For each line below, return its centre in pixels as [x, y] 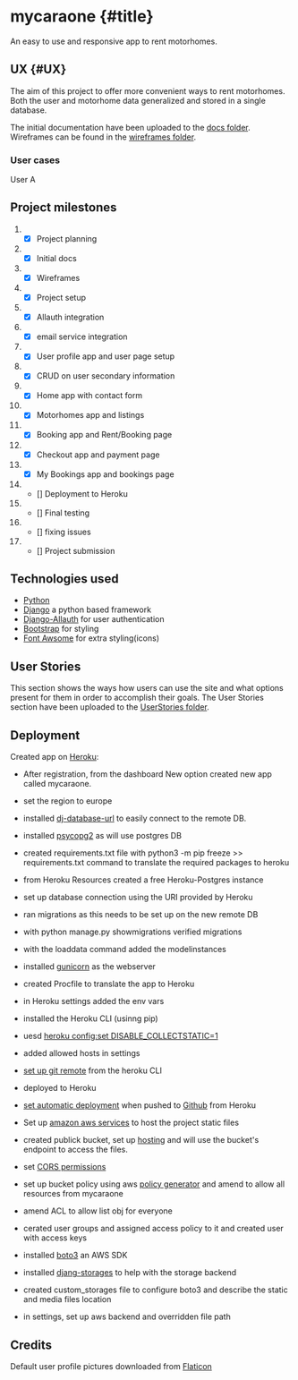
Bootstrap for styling [61, 629]
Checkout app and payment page [98, 455]
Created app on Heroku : [55, 757]
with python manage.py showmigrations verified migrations [132, 932]
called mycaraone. [57, 784]
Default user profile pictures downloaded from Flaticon [111, 1366]
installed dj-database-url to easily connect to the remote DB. [135, 818]
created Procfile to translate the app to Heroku [109, 984]
